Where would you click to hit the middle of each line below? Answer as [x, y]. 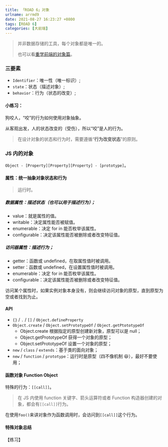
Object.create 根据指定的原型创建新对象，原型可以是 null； [81, 331]
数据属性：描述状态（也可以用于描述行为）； [50, 202]
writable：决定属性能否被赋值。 [45, 222]
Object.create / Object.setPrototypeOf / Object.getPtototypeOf [78, 325]
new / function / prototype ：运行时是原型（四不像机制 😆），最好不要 [82, 356]
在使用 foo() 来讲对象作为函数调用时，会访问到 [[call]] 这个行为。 [73, 415]
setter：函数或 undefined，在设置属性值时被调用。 [65, 267]
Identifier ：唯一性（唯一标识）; [46, 81]
